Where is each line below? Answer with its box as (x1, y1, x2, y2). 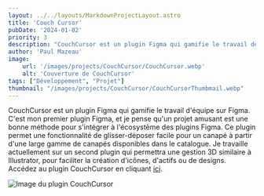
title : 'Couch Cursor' (8, 19, 82, 27)
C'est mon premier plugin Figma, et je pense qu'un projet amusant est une (8, 114, 249, 124)
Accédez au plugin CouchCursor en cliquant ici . (8, 164, 163, 173)
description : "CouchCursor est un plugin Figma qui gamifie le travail (8, 41, 247, 49)
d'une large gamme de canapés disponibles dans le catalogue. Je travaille (8, 139, 249, 149)
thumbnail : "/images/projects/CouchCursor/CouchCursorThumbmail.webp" (8, 84, 244, 93)
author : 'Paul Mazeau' (8, 48, 82, 56)
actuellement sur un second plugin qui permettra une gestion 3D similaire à (8, 147, 251, 157)
